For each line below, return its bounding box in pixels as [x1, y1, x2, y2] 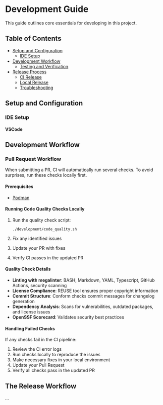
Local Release [19, 79, 49, 85]
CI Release [19, 74, 42, 80]
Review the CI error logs [12, 346, 62, 352]
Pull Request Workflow [5, 155, 61, 162]
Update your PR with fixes [12, 245, 66, 251]
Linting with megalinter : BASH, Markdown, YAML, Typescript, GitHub [12, 277, 155, 283]
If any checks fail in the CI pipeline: [5, 337, 77, 343]
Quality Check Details [5, 266, 51, 272]
